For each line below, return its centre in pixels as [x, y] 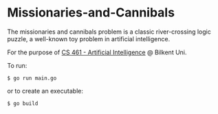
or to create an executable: [45, 91]
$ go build [23, 103]
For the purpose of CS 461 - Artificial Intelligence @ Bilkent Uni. [97, 52]
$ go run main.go [32, 78]
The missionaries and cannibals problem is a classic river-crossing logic [109, 32]
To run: [17, 65]
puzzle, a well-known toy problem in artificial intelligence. [89, 38]
